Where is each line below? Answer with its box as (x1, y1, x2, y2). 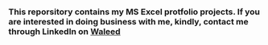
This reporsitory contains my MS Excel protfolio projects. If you (8, 6, 260, 17)
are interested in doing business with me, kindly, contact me (8, 16, 249, 27)
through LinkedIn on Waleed (8, 26, 121, 37)
